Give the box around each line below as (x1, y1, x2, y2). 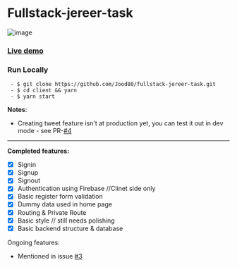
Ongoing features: (7, 238, 60, 247)
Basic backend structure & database (17, 224, 123, 232)
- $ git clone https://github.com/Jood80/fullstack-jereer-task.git (10, 81, 217, 88)
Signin (17, 161, 37, 169)
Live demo (7, 46, 44, 56)
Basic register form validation (17, 192, 104, 201)
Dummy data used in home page (17, 200, 113, 209)
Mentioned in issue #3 (17, 252, 83, 260)
